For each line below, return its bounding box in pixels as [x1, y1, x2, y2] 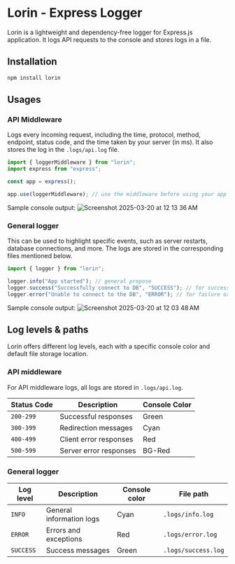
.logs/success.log [163, 547, 225, 554]
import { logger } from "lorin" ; [7, 265, 105, 272]
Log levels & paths [7, 324, 89, 335]
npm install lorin [7, 74, 61, 81]
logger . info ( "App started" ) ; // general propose [7, 278, 152, 285]
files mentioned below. [7, 252, 73, 260]
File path [178, 489, 209, 499]
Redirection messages [59, 423, 133, 432]
